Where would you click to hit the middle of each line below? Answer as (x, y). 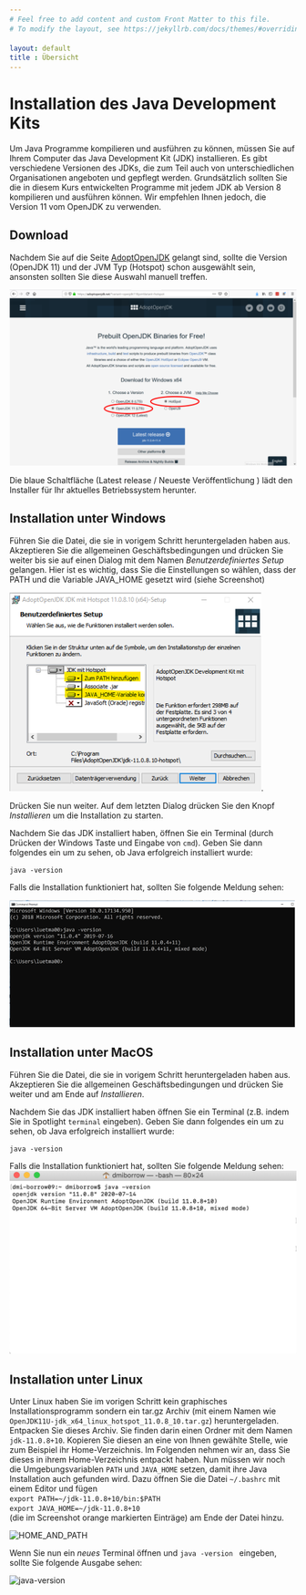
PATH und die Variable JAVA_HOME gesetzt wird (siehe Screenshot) (138, 579)
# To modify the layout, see (65, 29)
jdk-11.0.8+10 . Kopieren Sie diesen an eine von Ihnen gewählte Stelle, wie (149, 1440)
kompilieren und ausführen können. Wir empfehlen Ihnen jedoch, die (138, 197)
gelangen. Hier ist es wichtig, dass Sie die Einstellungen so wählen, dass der (153, 569)
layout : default (40, 48)
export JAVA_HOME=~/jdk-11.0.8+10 (75, 1508)
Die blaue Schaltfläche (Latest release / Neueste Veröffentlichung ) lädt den (151, 480)
